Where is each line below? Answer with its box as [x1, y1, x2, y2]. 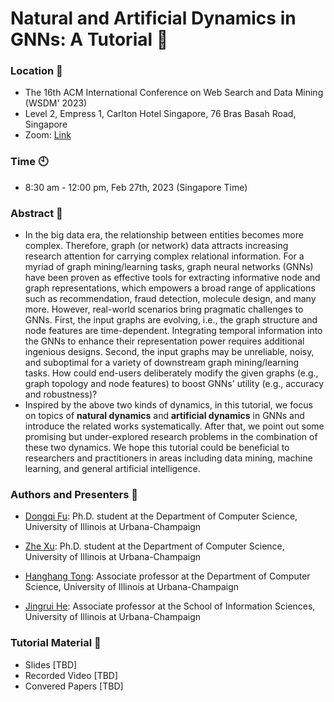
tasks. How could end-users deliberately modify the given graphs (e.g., [24, 367, 319, 379]
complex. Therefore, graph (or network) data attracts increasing [24, 240, 289, 252]
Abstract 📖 [10, 206, 63, 220]
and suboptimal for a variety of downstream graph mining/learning [24, 357, 300, 369]
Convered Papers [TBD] [24, 680, 124, 692]
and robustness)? [24, 388, 98, 401]
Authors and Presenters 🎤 [10, 488, 138, 501]
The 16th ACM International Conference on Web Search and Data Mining [24, 87, 324, 99]
